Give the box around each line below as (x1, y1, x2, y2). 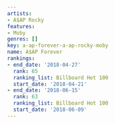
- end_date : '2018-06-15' (7, 87, 81, 94)
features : (7, 23, 36, 30)
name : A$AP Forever (7, 49, 63, 56)
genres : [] (7, 36, 38, 43)
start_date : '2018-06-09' (13, 106, 88, 113)
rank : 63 (13, 94, 38, 101)
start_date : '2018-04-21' (13, 81, 88, 87)
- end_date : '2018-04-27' (7, 61, 81, 68)
